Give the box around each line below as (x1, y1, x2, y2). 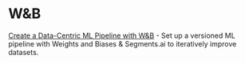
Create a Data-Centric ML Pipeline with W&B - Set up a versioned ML (8, 31, 235, 40)
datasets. (8, 47, 39, 57)
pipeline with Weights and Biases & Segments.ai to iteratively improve (8, 39, 237, 48)
